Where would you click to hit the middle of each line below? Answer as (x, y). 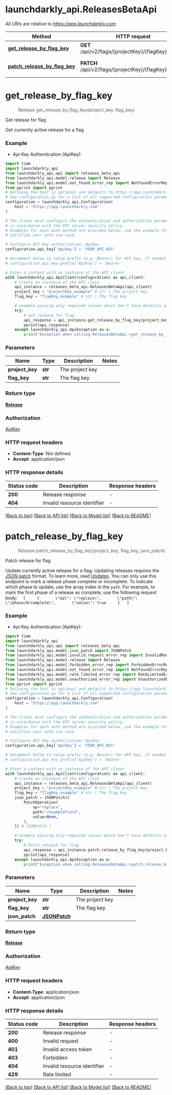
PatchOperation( (41, 803)
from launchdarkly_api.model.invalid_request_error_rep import (74, 655)
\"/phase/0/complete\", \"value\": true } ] (67, 603)
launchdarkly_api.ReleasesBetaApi (81, 10)
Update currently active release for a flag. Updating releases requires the (82, 570)
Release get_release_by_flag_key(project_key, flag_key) (76, 110)
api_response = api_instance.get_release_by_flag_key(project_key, (97, 320)
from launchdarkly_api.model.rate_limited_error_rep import (71, 674)
